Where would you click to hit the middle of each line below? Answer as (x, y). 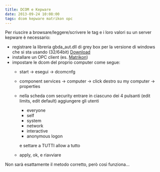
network (35, 126)
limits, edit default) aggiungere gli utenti (59, 101)
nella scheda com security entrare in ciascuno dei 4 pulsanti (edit (85, 96)
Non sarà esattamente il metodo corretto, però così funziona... (67, 164)
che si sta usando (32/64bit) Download (51, 52)
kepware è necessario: (28, 37)
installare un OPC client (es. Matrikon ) (50, 57)
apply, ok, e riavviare (40, 155)
